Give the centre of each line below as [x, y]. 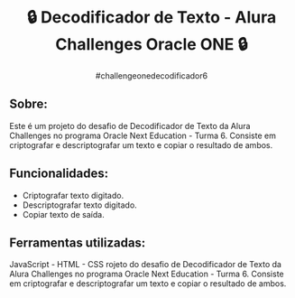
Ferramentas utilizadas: [78, 242]
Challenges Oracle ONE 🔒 [152, 45]
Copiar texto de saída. [64, 214]
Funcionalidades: [59, 174]
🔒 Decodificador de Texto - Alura [152, 18]
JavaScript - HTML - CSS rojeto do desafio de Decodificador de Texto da [146, 265]
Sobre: [28, 104]
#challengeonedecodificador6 [152, 75]
